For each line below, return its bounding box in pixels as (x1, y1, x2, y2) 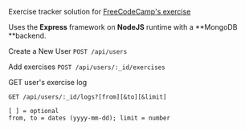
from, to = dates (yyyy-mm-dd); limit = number (8, 114, 171, 122)
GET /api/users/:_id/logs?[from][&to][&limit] (8, 93, 167, 101)
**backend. (8, 31, 47, 40)
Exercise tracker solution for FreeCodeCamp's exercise (8, 7, 191, 16)
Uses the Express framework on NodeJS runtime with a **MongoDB (8, 22, 238, 31)
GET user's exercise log (8, 78, 88, 87)
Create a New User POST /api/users (8, 47, 128, 55)
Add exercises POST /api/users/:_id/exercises (8, 62, 166, 71)
